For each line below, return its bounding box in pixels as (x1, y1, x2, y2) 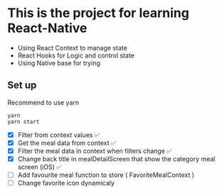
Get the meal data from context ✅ (17, 139, 117, 147)
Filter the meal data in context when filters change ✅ (17, 146, 172, 155)
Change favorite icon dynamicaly (17, 179, 115, 188)
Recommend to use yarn (7, 98, 80, 107)
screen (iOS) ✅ (17, 163, 62, 171)
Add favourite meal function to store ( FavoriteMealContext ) (17, 171, 194, 179)
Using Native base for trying (17, 58, 101, 67)
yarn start (7, 118, 40, 125)
